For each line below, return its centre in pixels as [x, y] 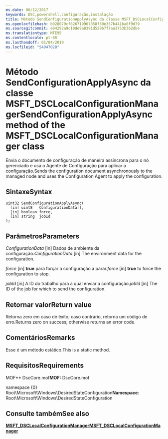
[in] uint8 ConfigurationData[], [47, 208]
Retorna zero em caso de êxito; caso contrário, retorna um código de [77, 317]
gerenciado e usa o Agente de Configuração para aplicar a [66, 165]
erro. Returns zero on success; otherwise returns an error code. [71, 322]
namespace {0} [22, 387]
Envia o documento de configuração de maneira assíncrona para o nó [77, 160]
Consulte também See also [47, 414]
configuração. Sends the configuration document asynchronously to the [79, 171]
